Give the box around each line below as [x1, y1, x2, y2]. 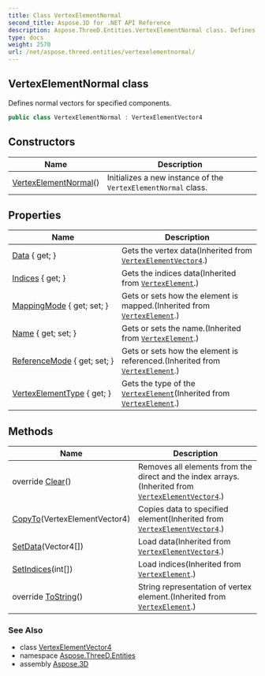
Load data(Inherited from [137, 537, 231, 548]
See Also [8, 625, 43, 636]
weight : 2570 [8, 41, 51, 49]
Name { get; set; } [12, 328, 77, 339]
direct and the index [137, 471, 212, 482]
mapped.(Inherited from [121, 300, 211, 311]
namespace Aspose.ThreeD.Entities [19, 651, 136, 660]
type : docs [8, 33, 44, 42]
